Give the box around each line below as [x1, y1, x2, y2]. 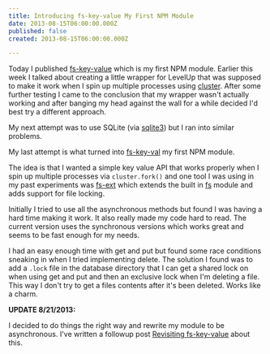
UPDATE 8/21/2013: [8, 305, 76, 315]
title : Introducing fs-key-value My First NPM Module [8, 11, 195, 20]
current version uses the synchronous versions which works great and [8, 222, 245, 231]
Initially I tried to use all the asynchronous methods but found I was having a [8, 205, 263, 214]
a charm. [8, 289, 38, 299]
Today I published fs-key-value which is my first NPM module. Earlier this [8, 64, 254, 74]
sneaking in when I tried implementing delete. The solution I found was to [8, 255, 254, 265]
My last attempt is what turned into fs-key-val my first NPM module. [8, 147, 235, 157]
